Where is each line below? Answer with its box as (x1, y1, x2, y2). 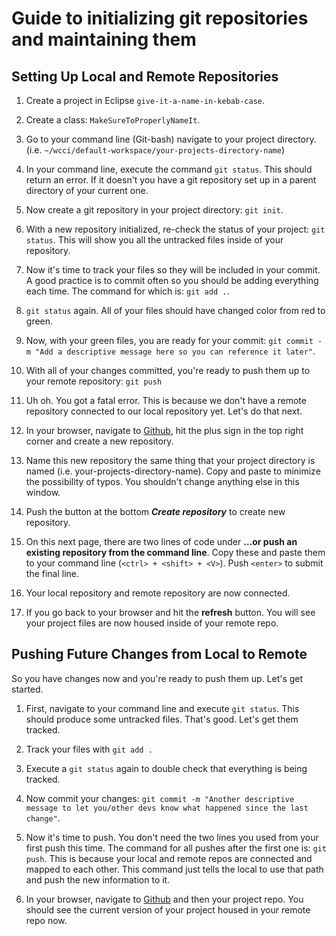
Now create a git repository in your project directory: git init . (25, 204, 284, 216)
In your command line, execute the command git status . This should (25, 163, 313, 175)
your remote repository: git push (25, 375, 163, 387)
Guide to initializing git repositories (11, 7, 309, 30)
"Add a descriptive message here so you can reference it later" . (35, 345, 316, 357)
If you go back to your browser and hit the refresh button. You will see (25, 607, 316, 618)
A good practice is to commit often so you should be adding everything (25, 275, 319, 286)
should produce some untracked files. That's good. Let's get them (25, 713, 299, 725)
